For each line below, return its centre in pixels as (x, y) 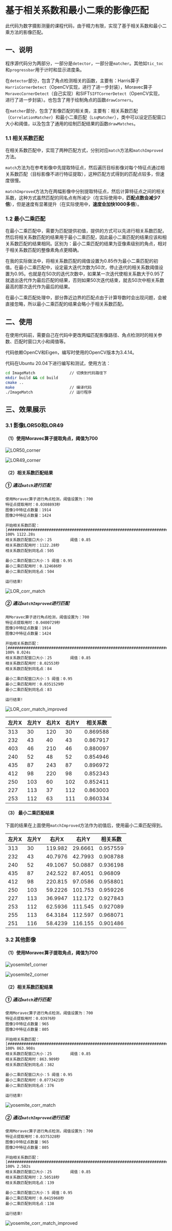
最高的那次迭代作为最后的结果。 (39, 287)
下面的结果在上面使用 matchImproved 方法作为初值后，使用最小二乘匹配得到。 (85, 825)
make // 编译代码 (49, 387)
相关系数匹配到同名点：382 (30, 1065)
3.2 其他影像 (21, 939)
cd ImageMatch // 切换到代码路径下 (56, 373)
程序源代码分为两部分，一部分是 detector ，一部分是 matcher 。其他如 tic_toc (84, 63)
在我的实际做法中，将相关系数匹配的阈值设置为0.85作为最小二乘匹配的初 (82, 261)
